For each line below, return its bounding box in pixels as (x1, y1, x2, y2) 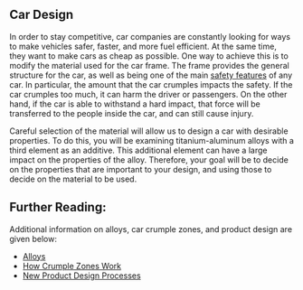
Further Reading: (9, 200, 107, 215)
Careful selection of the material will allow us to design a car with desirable (9, 126, 289, 136)
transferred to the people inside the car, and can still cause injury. (9, 108, 254, 118)
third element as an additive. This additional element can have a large (9, 145, 268, 155)
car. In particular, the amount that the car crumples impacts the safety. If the (9, 79, 293, 89)
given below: (9, 233, 57, 244)
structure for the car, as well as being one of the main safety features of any (9, 70, 293, 80)
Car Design (9, 7, 74, 23)
